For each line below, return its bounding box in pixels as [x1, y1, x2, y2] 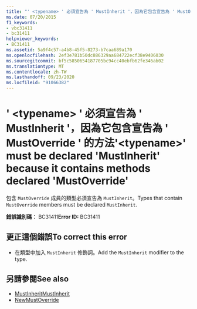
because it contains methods [6, 162, 151, 175]
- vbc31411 [6, 25, 33, 31]
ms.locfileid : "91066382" [6, 80, 69, 86]
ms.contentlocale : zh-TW [6, 69, 67, 75]
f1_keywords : [6, 19, 38, 25]
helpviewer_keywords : [6, 36, 59, 42]
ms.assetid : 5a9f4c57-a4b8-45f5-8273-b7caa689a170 [6, 47, 133, 53]
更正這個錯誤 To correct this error [6, 232, 127, 242]
